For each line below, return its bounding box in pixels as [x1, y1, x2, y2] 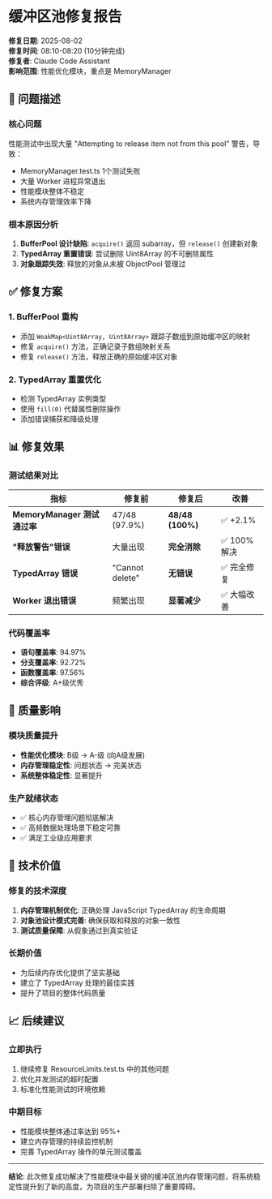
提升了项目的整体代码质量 [19, 987, 106, 998]
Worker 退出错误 [12, 595, 77, 606]
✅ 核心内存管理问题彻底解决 [19, 812, 114, 822]
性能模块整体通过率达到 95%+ [19, 1126, 121, 1136]
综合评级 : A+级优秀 [19, 677, 84, 687]
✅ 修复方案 [8, 285, 63, 299]
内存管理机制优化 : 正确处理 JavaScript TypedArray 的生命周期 [19, 905, 227, 915]
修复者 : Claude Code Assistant [8, 56, 111, 66]
